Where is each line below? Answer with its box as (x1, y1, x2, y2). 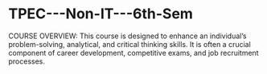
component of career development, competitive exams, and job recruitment (8, 48, 259, 57)
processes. (8, 56, 46, 66)
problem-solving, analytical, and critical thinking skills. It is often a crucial (8, 39, 251, 49)
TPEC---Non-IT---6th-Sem (8, 5, 193, 23)
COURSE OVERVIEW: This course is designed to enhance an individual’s (8, 31, 247, 41)
